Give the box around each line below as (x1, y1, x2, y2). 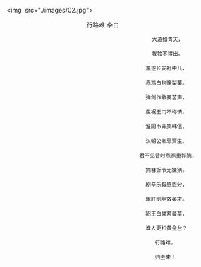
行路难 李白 (86, 20, 120, 29)
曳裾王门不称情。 (145, 108, 188, 116)
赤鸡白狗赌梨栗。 (145, 80, 188, 87)
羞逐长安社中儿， (145, 65, 188, 72)
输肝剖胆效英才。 (145, 196, 188, 203)
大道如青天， (152, 36, 184, 43)
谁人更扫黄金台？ (145, 225, 188, 232)
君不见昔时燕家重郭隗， (139, 152, 197, 159)
